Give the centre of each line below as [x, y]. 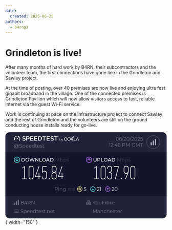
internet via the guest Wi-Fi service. [43, 104]
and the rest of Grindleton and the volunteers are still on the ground [76, 120]
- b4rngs [19, 27]
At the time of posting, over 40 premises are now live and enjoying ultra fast [85, 88]
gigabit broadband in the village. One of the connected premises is [76, 93]
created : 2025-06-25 [32, 16]
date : [11, 11]
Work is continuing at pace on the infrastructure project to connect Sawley [84, 114]
